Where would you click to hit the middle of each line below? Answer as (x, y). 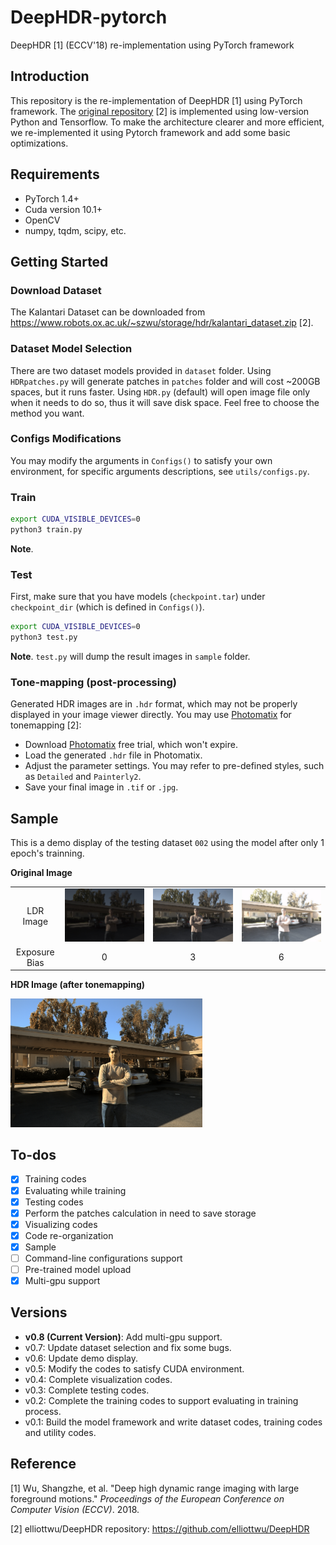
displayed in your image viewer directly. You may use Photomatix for (151, 715)
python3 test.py (44, 637)
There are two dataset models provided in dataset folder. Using (141, 370)
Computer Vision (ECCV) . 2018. (75, 1509)
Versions (39, 1312)
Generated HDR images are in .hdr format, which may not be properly (154, 704)
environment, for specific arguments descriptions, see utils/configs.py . (160, 471)
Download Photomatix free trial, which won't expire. (131, 745)
